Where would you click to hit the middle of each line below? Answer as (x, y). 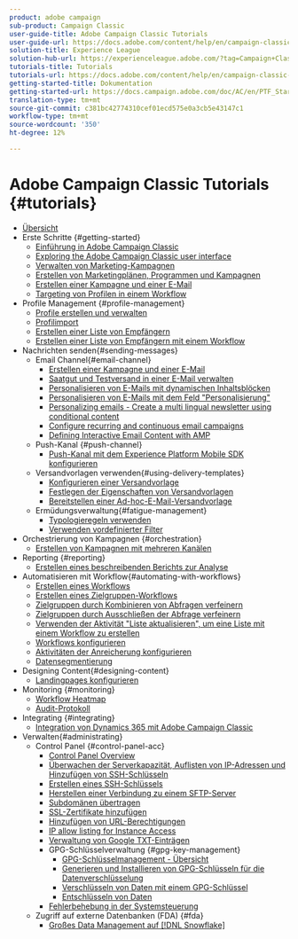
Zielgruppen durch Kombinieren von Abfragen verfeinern (139, 605)
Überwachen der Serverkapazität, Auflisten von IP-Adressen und (167, 764)
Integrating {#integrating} (68, 717)
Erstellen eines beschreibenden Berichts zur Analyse (132, 567)
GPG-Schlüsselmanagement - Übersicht (135, 859)
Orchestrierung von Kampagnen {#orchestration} (112, 538)
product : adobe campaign (55, 17)
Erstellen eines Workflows (82, 585)
